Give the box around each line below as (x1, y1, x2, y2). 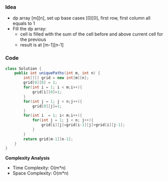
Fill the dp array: (12, 26, 47, 32)
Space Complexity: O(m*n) (12, 170, 69, 176)
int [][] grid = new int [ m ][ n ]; (23, 75, 89, 80)
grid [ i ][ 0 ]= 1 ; (32, 89, 62, 95)
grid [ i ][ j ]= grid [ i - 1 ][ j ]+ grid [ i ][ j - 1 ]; (41, 122, 125, 127)
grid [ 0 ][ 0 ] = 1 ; (23, 80, 58, 85)
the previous (20, 36, 46, 42)
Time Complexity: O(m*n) (12, 165, 66, 171)
